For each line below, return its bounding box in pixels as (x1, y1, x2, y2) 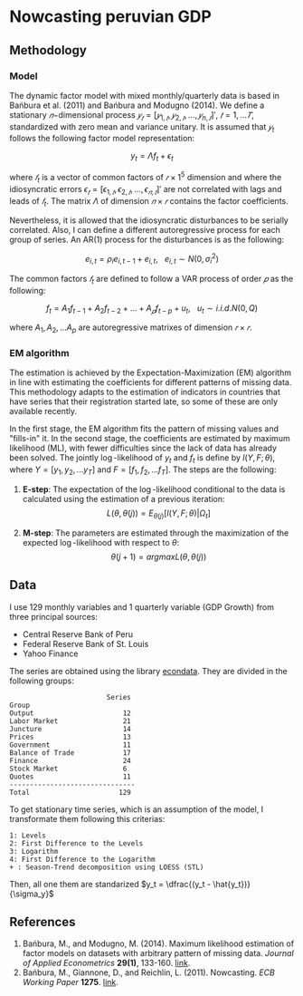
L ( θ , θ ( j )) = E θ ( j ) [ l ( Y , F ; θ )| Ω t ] (107, 508, 211, 520)
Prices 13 (9, 732, 131, 741)
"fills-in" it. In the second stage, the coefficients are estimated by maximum (9, 433, 291, 444)
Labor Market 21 (9, 716, 131, 726)
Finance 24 (9, 756, 131, 765)
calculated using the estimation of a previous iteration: (22, 494, 225, 505)
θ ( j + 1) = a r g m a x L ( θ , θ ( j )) (110, 551, 207, 562)
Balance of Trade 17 (9, 748, 131, 758)
